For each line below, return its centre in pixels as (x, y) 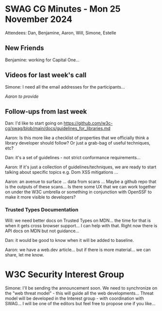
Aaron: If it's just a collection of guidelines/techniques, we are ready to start (81, 167)
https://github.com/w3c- (88, 123)
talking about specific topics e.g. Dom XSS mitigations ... (62, 172)
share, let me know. (24, 255)
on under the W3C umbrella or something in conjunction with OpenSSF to (78, 192)
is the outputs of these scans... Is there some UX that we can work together (81, 187)
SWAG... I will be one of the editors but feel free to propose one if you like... (80, 303)
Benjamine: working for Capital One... (42, 60)
